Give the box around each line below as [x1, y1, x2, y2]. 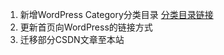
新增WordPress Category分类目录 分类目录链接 [19, 9, 214, 20]
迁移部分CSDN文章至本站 [19, 34, 125, 45]
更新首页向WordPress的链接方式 [19, 21, 153, 33]
